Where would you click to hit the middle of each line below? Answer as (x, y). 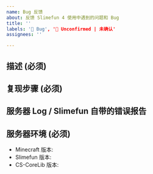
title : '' (19, 23)
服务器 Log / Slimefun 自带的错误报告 (76, 111)
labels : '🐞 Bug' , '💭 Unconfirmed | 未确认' (61, 29)
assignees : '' (24, 35)
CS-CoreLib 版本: (37, 165)
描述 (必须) (27, 66)
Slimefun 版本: (33, 157)
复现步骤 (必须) (34, 89)
